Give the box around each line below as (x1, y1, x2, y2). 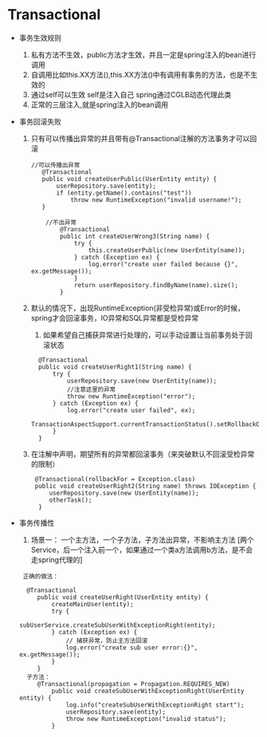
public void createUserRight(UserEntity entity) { (37, 593, 209, 601)
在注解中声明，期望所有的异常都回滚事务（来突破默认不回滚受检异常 (30, 449, 255, 459)
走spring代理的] (30, 554, 83, 564)
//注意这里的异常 (66, 385, 116, 393)
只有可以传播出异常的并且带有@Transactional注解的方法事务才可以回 (30, 133, 257, 143)
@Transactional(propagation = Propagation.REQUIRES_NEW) (37, 680, 230, 688)
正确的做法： (22, 572, 59, 580)
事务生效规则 (18, 33, 61, 42)
